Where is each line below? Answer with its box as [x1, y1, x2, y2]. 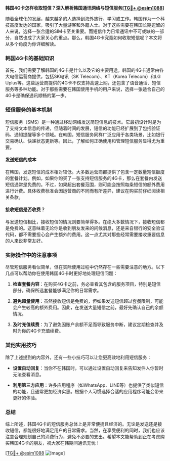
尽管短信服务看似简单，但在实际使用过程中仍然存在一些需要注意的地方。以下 [5, 264, 165, 270]
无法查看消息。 [12, 371, 44, 377]
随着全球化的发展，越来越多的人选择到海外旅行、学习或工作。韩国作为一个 [5, 16, 160, 22]
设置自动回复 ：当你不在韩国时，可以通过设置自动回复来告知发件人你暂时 [12, 365, 163, 371]
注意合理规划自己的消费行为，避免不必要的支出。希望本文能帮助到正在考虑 [5, 433, 160, 439]
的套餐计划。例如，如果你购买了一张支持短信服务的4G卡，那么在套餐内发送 [5, 175, 162, 181]
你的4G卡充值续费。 [21, 328, 64, 334]
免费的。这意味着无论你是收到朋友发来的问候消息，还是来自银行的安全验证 [9, 225, 165, 231]
